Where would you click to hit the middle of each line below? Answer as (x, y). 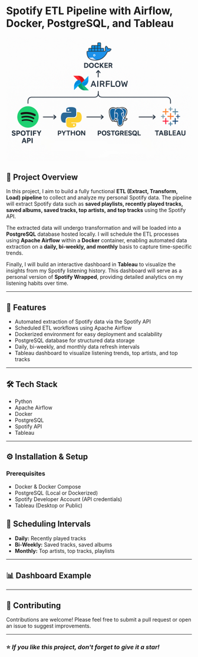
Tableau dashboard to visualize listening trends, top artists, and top (96, 353)
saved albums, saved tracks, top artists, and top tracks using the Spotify (96, 210)
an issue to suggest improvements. (49, 626)
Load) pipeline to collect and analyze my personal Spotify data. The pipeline (99, 198)
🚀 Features (26, 308)
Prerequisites (26, 474)
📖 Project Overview (42, 177)
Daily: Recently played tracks (50, 538)
